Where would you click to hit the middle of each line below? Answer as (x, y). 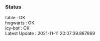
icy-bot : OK (17, 28)
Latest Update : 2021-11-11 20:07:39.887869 (50, 34)
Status (13, 7)
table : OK (15, 18)
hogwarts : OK (20, 23)
